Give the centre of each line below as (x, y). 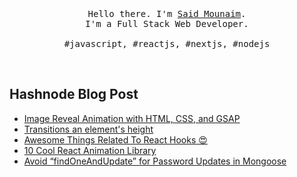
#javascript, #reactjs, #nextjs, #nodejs (167, 43)
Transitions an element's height (88, 129)
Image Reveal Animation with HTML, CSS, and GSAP (132, 118)
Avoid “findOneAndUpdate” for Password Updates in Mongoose (155, 161)
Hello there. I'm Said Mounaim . (167, 13)
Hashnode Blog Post (74, 94)
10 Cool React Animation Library (90, 150)
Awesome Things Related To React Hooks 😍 (115, 139)
